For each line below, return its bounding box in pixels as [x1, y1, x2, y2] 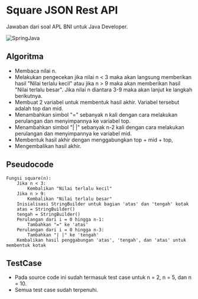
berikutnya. [14, 92, 43, 99]
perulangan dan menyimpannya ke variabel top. [14, 117, 131, 124]
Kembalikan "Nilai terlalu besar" [27, 196, 112, 202]
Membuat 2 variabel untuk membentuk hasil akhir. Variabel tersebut [14, 98, 180, 106]
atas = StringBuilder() [17, 206, 76, 212]
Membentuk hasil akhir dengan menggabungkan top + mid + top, [14, 136, 173, 143]
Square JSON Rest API [6, 4, 118, 17]
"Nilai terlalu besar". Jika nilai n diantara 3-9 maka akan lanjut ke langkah [14, 86, 193, 93]
